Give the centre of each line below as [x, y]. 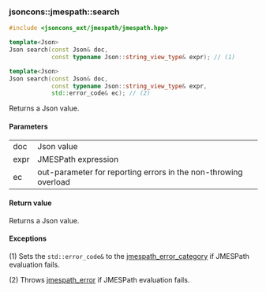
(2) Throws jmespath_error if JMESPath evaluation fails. [99, 279]
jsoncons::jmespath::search [64, 12]
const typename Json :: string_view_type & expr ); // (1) [143, 57]
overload [54, 182]
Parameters [28, 126]
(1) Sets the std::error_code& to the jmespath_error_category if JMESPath [129, 256]
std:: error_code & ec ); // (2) [101, 93]
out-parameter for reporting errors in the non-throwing [140, 172]
